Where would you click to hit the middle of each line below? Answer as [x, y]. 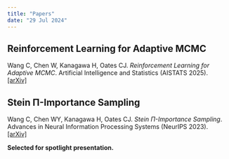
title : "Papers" [31, 14]
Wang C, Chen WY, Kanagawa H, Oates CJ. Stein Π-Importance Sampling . [115, 119]
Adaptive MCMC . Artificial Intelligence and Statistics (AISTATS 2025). [108, 73]
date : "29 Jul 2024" [38, 20]
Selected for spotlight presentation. [60, 148]
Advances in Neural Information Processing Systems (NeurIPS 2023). [108, 127]
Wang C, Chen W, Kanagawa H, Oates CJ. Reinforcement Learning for [108, 65]
